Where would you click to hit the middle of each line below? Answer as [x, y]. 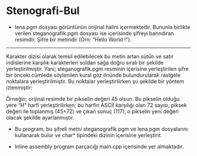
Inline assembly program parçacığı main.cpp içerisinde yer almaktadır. [99, 146]
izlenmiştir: [19, 87]
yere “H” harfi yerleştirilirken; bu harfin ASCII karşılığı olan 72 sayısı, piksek [96, 105]
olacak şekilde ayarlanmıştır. [40, 117]
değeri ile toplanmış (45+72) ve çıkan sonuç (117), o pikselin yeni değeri [92, 111]
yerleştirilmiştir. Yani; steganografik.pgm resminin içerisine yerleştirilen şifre [97, 69]
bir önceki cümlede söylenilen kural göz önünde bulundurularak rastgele [93, 75]
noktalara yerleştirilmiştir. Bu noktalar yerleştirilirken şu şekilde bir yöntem [95, 81]
